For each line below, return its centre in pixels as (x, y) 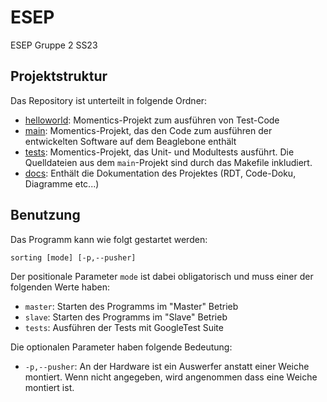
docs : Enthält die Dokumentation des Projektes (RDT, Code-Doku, (160, 173)
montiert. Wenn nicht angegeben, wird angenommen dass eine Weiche (171, 377)
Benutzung (45, 215)
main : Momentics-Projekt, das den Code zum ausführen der (148, 130)
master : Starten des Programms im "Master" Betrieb (131, 306)
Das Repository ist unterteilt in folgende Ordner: (109, 100)
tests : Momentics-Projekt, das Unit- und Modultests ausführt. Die (159, 152)
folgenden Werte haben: (60, 287)
